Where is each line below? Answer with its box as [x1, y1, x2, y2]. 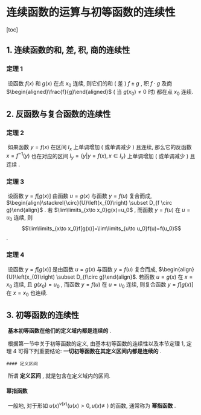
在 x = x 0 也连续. [6, 289, 48, 298]
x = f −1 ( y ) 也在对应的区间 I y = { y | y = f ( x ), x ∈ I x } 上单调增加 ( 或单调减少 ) [6, 151, 189, 161]
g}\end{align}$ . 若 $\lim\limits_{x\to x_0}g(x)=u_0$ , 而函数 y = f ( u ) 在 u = [6, 207, 191, 214]
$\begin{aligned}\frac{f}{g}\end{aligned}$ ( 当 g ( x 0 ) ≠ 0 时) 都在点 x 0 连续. [6, 88, 194, 97]
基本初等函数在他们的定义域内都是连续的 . [7, 327, 112, 334]
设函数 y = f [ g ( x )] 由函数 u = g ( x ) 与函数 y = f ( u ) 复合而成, [7, 192, 152, 200]
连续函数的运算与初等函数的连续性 [6, 5, 176, 19]
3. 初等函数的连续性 [6, 310, 80, 320]
